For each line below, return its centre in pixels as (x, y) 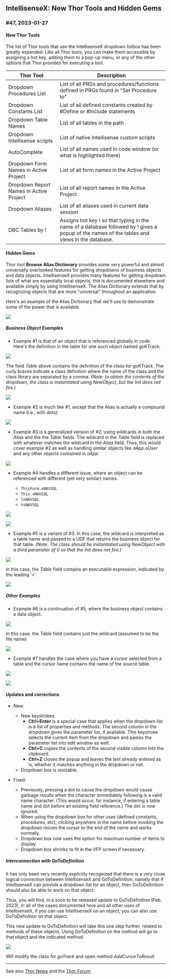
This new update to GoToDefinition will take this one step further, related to (84, 926)
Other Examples (23, 596)
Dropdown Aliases (30, 209)
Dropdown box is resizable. (49, 770)
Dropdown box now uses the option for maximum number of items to (93, 838)
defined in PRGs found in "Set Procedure (108, 90)
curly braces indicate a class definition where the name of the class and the (85, 371)
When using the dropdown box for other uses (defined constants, (89, 817)
